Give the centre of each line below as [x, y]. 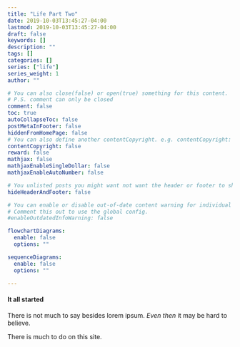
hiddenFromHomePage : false [47, 133]
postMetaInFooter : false [44, 126]
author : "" [24, 80]
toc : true [22, 113]
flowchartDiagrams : [36, 231]
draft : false [27, 34]
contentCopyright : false [44, 146]
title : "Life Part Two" [43, 14]
